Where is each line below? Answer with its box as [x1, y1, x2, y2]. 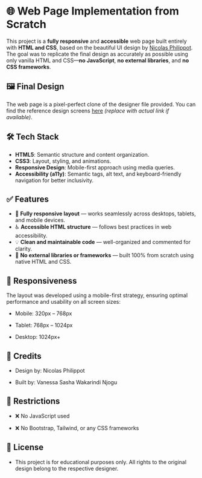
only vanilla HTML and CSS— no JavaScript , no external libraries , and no [6, 56, 189, 64]
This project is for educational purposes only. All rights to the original [14, 458, 187, 465]
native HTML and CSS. [14, 258, 72, 266]
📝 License [6, 442, 44, 453]
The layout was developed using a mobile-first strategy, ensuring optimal [6, 292, 188, 299]
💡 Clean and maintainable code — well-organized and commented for [14, 238, 191, 246]
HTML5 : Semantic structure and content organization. [14, 151, 150, 158]
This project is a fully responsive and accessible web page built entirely [6, 38, 187, 45]
